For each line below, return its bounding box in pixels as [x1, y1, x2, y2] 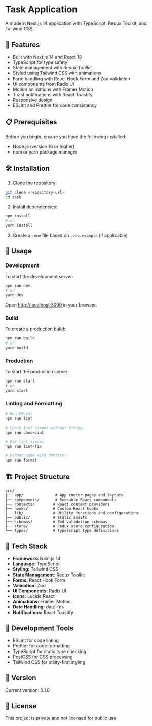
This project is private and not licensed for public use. [5, 715, 118, 721]
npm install [5, 214, 30, 219]
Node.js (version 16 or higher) [12, 143, 75, 149]
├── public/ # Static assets [5, 515, 87, 520]
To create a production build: [5, 326, 66, 332]
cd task [5, 195, 22, 200]
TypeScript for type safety [12, 59, 68, 65]
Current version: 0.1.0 [5, 687, 50, 693]
